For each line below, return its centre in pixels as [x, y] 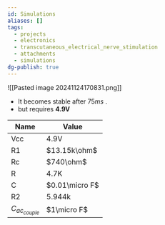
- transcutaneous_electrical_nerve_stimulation [86, 47]
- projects [30, 34]
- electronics [35, 41]
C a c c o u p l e [25, 210]
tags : [15, 27]
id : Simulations [31, 14]
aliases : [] [25, 21]
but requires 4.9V [44, 109]
